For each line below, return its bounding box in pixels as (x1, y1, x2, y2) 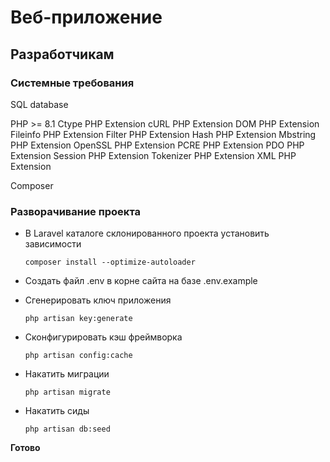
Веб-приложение (10, 6, 163, 29)
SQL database (10, 98, 69, 110)
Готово (10, 442, 41, 454)
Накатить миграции (24, 368, 110, 380)
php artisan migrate (24, 387, 111, 398)
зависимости (24, 238, 82, 250)
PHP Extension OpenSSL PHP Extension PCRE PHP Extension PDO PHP (10, 139, 305, 151)
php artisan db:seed (24, 424, 111, 435)
